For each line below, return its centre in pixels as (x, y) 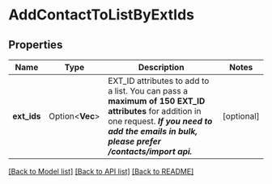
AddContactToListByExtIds (102, 15)
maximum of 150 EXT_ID (157, 101)
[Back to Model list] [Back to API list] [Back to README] (101, 171)
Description (161, 67)
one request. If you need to (160, 121)
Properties (36, 45)
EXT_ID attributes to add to (159, 81)
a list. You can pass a (148, 91)
